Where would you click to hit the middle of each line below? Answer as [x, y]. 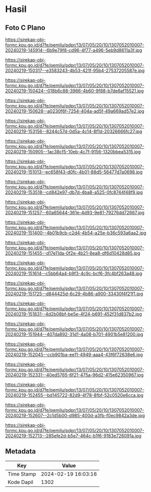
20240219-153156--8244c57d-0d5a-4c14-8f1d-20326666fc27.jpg [74, 131]
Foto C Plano [25, 28]
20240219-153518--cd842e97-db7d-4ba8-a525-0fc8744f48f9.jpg [74, 192]
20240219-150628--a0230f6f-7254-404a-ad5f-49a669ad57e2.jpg [75, 111]
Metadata [20, 451]
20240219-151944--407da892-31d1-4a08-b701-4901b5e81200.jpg [74, 334]
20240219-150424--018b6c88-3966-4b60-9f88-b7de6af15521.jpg [74, 91]
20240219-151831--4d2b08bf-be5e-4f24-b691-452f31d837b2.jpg [74, 314]
